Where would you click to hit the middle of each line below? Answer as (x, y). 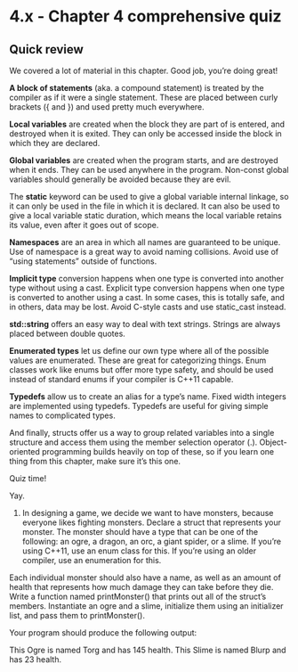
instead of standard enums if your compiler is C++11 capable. (121, 379)
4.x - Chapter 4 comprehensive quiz (145, 16)
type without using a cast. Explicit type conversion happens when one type (147, 288)
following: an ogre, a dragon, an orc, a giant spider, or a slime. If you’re (152, 541)
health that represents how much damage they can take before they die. (141, 587)
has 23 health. (36, 660)
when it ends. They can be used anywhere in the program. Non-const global (149, 170)
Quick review (47, 49)
